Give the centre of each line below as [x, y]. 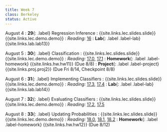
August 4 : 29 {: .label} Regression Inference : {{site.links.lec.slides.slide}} [81, 33]
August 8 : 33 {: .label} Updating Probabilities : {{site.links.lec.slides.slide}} [82, 114]
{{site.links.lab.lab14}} [28, 90]
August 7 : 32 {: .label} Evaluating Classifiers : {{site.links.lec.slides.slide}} [81, 99]
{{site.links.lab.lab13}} [28, 44]
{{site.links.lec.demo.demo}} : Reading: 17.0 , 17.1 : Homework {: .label [75, 59]
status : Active [21, 19]
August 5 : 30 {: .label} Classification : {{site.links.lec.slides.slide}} [73, 53]
